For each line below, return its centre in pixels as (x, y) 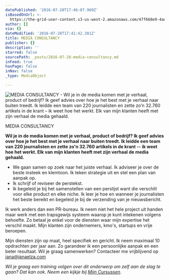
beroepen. (16, 230)
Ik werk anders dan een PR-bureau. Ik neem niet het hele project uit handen (84, 209)
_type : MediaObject (26, 76)
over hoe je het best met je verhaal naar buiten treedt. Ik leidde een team (83, 141)
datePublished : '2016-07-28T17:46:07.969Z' (52, 10)
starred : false (21, 52)
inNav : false (19, 71)
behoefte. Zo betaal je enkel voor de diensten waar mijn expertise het (77, 220)
